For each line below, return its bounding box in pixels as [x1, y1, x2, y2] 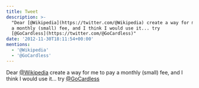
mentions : [6, 42, 31, 48]
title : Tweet [6, 8, 38, 15]
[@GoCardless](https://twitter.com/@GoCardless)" [11, 31, 136, 37]
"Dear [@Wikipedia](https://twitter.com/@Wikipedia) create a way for [11, 19, 190, 25]
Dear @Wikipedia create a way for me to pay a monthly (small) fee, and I [6, 69, 183, 76]
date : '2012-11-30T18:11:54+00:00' [6, 36, 94, 42]
